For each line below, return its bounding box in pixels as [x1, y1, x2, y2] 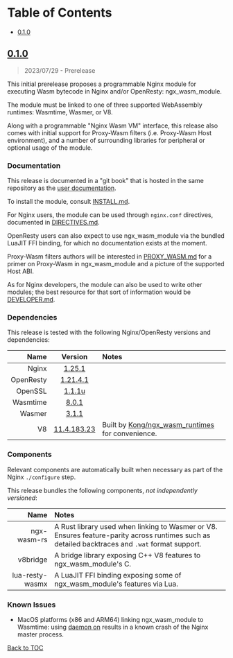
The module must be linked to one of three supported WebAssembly [7, 101, 202, 109]
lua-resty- [12, 570, 48, 580]
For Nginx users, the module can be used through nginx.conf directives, [7, 211, 214, 219]
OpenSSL [16, 386, 47, 396]
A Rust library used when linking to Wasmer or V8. [54, 521, 218, 531]
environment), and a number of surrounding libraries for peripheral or [7, 136, 205, 144]
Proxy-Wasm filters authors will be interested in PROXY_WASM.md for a [7, 252, 212, 261]
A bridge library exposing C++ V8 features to [54, 550, 201, 560]
